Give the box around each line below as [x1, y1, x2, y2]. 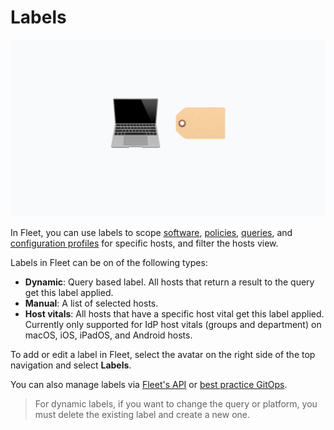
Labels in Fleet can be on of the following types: [10, 257, 208, 269]
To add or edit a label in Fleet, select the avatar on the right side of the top [10, 349, 316, 361]
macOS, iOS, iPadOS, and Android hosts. [24, 329, 193, 341]
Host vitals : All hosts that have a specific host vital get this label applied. [24, 308, 325, 320]
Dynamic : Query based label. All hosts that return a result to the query [24, 276, 315, 288]
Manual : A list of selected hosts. [24, 297, 159, 310]
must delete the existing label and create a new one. [34, 409, 251, 421]
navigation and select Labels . [10, 359, 132, 371]
